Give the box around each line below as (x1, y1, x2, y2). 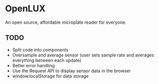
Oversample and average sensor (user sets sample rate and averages (12, 52, 154, 58)
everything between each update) (12, 57, 81, 63)
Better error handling (12, 62, 55, 68)
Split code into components (12, 46, 69, 52)
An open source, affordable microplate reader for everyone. (5, 19, 127, 25)
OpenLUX (5, 3, 46, 14)
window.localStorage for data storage (12, 73, 89, 79)
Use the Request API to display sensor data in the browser (12, 68, 131, 74)
